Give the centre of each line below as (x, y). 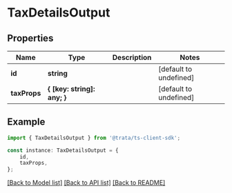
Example (26, 122)
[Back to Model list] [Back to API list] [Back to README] (86, 183)
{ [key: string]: (71, 89)
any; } (57, 98)
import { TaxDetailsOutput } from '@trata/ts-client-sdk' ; (94, 138)
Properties (30, 38)
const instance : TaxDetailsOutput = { (63, 150)
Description (132, 58)
